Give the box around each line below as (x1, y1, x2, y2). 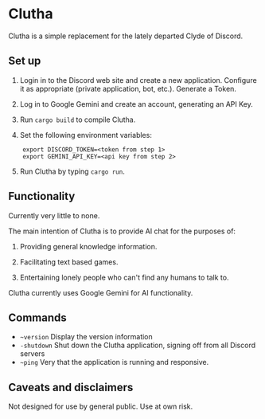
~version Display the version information (19, 332, 153, 342)
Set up (8, 54, 41, 68)
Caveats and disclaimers (8, 380, 134, 394)
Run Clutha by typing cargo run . (19, 166, 125, 176)
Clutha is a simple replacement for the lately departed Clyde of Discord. (8, 31, 244, 41)
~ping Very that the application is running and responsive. (19, 358, 209, 367)
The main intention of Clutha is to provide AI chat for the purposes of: (8, 226, 236, 236)
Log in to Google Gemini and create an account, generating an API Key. (19, 99, 253, 108)
